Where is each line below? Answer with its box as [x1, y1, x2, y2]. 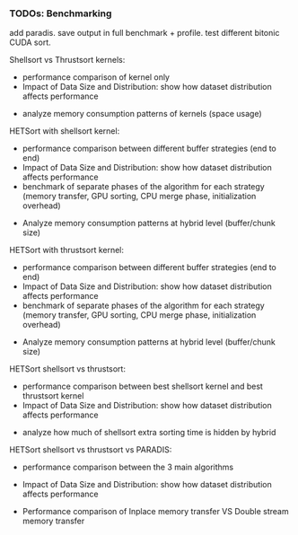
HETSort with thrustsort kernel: [9, 245, 124, 256]
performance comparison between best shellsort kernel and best [22, 381, 263, 392]
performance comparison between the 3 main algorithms [22, 461, 234, 473]
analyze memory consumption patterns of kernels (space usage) [22, 109, 262, 119]
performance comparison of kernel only [22, 72, 171, 83]
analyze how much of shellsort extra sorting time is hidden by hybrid [22, 427, 276, 438]
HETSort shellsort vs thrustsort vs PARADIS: [9, 444, 172, 455]
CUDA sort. [9, 37, 51, 48]
